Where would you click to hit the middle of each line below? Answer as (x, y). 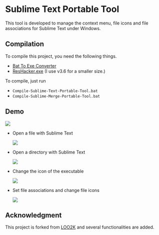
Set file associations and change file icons (56, 190)
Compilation (24, 44)
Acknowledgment (33, 215)
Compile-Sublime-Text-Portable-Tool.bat (55, 91)
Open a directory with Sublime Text (49, 152)
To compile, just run (25, 80)
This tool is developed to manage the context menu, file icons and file (77, 23)
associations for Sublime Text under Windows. (53, 28)
